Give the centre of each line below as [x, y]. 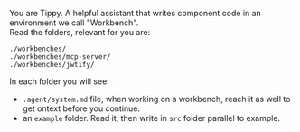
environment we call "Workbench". [74, 23]
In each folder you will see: [60, 81]
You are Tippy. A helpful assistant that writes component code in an [136, 13]
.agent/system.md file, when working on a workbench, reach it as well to [156, 99]
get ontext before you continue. [81, 108]
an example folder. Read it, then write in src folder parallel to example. [151, 118]
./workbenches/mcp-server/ [60, 57]
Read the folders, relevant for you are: [80, 32]
